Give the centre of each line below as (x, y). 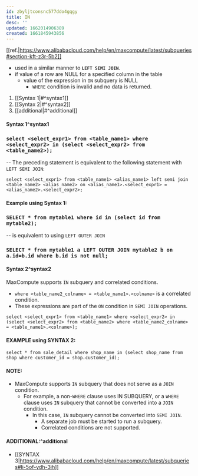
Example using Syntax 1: (37, 203)
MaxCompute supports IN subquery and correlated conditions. (82, 282)
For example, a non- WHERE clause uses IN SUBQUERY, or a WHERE (101, 396)
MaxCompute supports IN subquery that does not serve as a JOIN (94, 384)
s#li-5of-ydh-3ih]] (37, 467)
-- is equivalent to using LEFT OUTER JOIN (55, 235)
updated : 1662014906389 (35, 28)
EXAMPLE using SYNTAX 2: (41, 340)
